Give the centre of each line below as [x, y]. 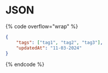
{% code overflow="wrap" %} [42, 26]
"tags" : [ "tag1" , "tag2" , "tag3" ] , [60, 42]
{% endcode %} [25, 64]
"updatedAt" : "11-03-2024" [49, 48]
